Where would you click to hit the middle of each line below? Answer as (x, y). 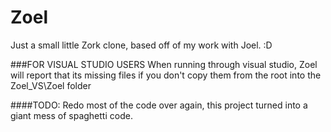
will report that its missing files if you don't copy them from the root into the (166, 75)
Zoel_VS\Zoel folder (51, 85)
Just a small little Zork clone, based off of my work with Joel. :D (141, 45)
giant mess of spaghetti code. (71, 115)
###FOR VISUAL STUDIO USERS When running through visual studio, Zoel (164, 64)
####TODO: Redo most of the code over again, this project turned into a (159, 105)
